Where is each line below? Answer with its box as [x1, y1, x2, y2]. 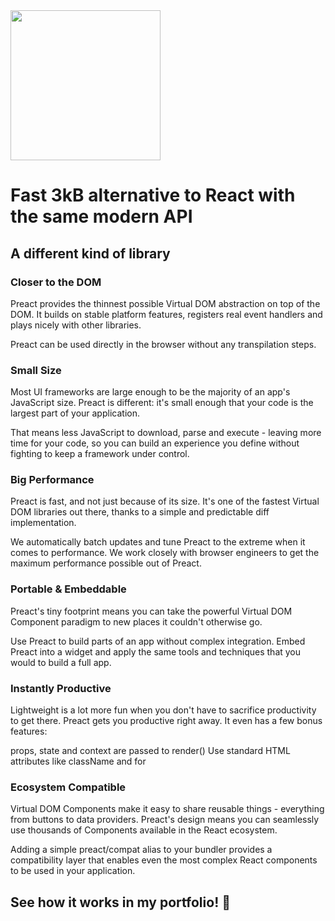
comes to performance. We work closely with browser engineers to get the [10, 547, 320, 559]
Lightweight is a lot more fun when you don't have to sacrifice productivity [10, 704, 317, 716]
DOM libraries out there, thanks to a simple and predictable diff [10, 506, 270, 518]
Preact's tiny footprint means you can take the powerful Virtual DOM [10, 605, 293, 617]
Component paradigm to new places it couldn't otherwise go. [10, 615, 263, 628]
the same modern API [10, 205, 193, 228]
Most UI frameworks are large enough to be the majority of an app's [10, 386, 291, 398]
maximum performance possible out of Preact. [10, 557, 202, 569]
